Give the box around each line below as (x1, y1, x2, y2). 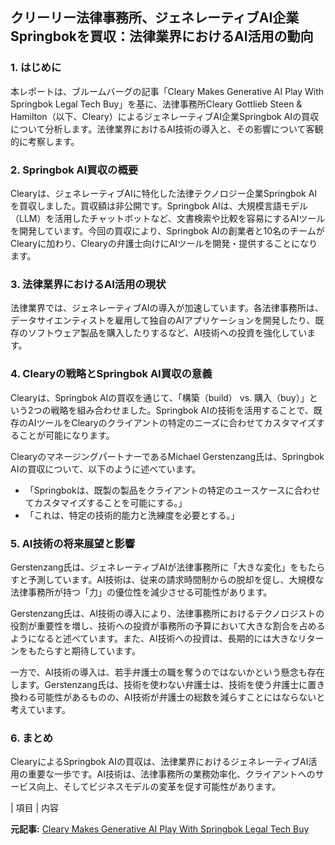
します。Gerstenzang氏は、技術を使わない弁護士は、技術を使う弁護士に (10, 678, 308, 690)
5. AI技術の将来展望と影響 (10, 536, 136, 550)
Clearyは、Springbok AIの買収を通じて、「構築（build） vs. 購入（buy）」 (10, 391, 310, 403)
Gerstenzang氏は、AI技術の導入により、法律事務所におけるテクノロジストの (10, 607, 325, 619)
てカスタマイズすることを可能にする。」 (24, 496, 188, 508)
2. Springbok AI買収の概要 (10, 163, 139, 177)
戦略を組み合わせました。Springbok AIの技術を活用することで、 (50, 404, 314, 416)
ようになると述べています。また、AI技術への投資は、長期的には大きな (10, 632, 298, 644)
